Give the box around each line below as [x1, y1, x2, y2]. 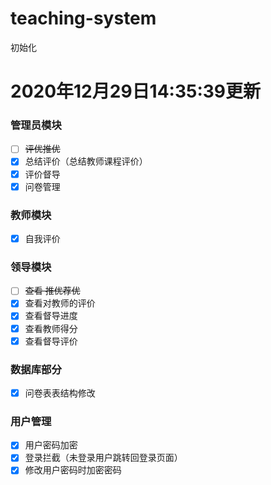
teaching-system [10, 7, 157, 30]
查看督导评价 [24, 335, 78, 347]
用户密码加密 [24, 439, 78, 451]
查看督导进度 [24, 310, 78, 322]
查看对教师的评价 [24, 297, 96, 309]
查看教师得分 [24, 322, 78, 334]
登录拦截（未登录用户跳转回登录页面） [24, 452, 183, 464]
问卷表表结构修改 [24, 387, 96, 399]
